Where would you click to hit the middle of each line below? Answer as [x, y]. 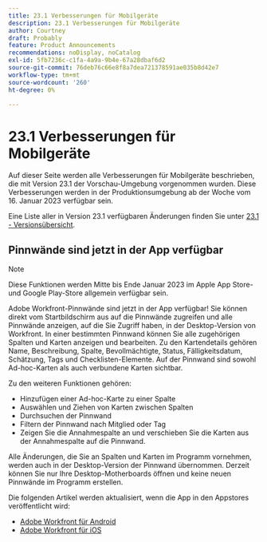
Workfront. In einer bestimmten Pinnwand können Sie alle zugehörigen [124, 334]
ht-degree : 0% [32, 90]
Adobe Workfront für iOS [61, 530]
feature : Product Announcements [62, 45]
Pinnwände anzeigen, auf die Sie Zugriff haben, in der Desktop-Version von [132, 326]
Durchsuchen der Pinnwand [65, 416]
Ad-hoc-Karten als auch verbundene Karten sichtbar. [96, 368]
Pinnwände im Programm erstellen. [66, 482]
